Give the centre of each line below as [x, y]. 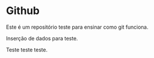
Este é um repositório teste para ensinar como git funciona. [77, 27]
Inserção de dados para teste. [42, 38]
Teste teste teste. [27, 50]
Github [23, 11]
